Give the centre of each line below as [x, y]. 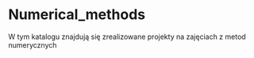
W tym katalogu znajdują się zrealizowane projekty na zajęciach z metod [127, 37]
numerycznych [33, 44]
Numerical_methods [77, 15]
